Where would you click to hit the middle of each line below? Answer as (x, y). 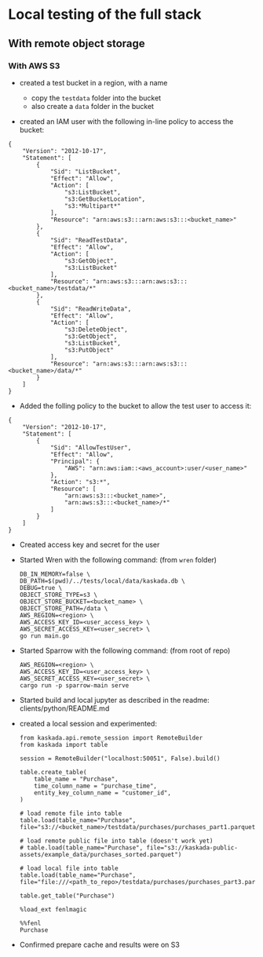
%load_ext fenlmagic (53, 909)
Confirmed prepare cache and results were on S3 (100, 944)
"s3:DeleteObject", (96, 329)
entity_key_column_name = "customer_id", (102, 793)
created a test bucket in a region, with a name (93, 82)
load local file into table (73, 868)
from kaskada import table (64, 744)
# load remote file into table (71, 813)
